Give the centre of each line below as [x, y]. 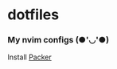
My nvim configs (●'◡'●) [58, 40]
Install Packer [30, 57]
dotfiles [33, 15]
